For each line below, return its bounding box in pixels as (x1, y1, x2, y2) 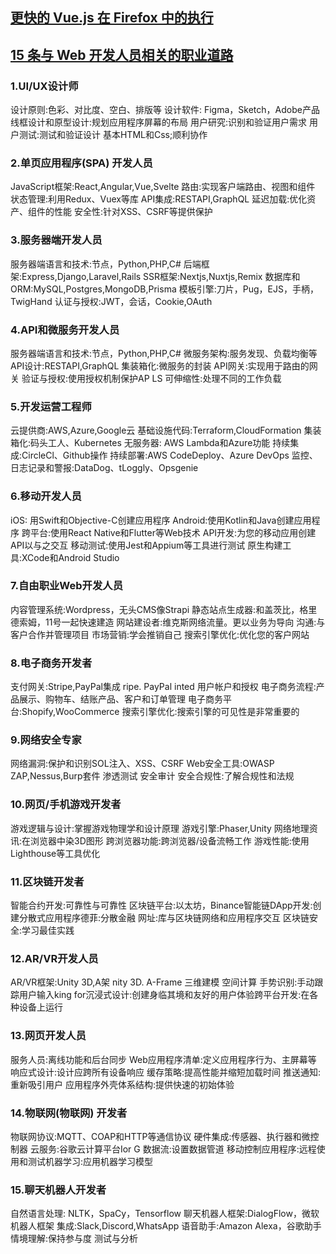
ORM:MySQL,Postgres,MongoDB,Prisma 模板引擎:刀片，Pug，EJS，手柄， (10, 283, 319, 295)
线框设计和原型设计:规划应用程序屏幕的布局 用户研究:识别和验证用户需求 (10, 116, 308, 128)
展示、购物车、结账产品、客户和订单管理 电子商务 (18, 693, 223, 705)
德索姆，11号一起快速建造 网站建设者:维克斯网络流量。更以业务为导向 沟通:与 (10, 616, 326, 628)
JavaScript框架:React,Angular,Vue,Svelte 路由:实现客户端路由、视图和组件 (10, 181, 316, 193)
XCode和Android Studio (21, 551, 120, 563)
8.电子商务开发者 (10, 656, 93, 670)
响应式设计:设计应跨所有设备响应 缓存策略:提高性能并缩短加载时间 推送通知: (10, 1066, 321, 1078)
